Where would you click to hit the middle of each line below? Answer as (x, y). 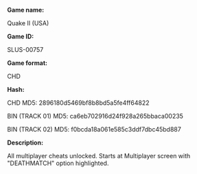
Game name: (26, 10)
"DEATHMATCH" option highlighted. (58, 163)
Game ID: (21, 36)
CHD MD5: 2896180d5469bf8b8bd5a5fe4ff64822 (78, 103)
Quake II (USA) (28, 23)
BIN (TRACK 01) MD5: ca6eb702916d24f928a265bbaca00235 (95, 116)
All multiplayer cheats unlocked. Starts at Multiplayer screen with (99, 156)
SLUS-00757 (25, 50)
